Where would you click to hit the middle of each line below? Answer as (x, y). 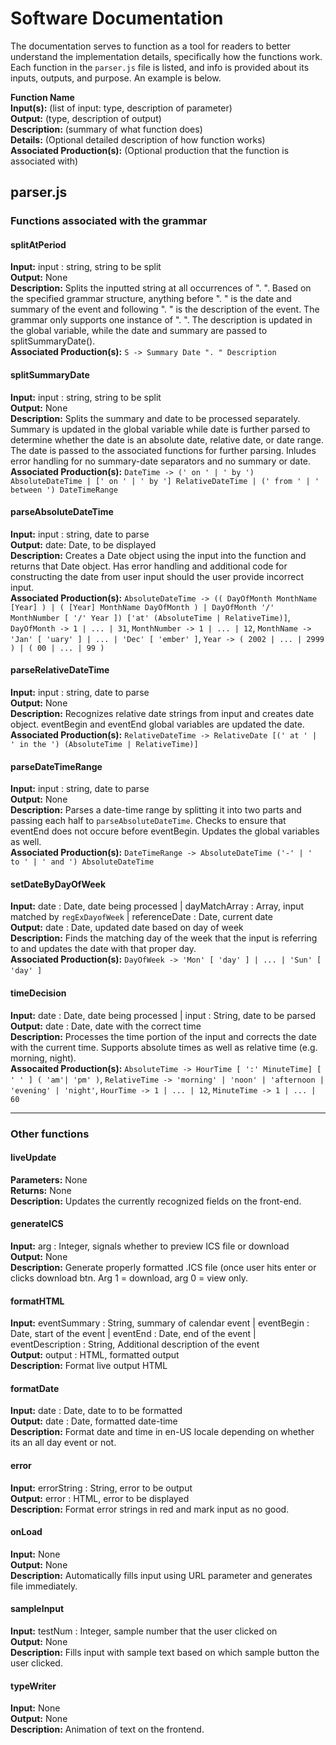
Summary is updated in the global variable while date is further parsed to (160, 429)
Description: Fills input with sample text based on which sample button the (165, 1653)
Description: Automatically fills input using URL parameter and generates (161, 1575)
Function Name (42, 97)
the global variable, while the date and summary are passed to (139, 331)
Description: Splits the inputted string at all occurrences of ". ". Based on (161, 288)
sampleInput (37, 1609)
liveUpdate (33, 1158)
